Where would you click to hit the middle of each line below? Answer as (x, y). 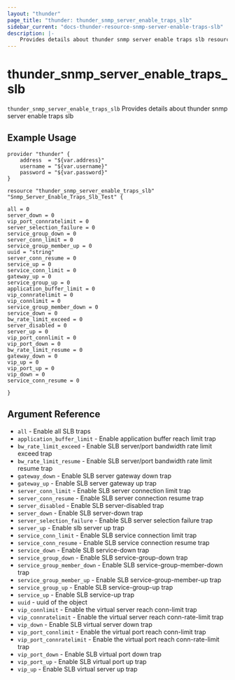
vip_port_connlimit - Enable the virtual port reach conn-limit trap (112, 632)
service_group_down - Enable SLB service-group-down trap (102, 558)
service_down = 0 (33, 313)
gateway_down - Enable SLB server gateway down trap (94, 476)
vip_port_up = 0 (31, 368)
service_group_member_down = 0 (53, 307)
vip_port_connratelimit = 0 (48, 221)
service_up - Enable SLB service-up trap (76, 595)
